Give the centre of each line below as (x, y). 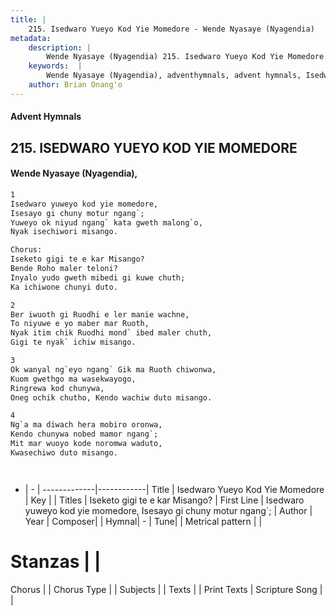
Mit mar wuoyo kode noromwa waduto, (86, 444)
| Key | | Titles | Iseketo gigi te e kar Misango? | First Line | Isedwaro (164, 500)
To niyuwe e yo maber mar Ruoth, (80, 324)
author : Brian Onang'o (75, 85)
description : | (60, 47)
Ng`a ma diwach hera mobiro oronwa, (86, 425)
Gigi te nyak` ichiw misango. (73, 342)
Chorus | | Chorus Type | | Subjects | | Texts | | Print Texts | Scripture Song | (166, 589)
